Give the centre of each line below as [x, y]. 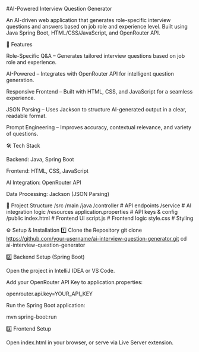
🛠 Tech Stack [23, 146]
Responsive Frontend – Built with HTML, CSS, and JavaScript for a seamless [99, 91]
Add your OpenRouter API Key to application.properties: [75, 282]
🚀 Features [19, 44]
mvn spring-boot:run [31, 317]
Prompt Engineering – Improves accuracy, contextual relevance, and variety [99, 127]
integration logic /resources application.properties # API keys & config [92, 212]
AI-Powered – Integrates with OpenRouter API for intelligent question [90, 74]
